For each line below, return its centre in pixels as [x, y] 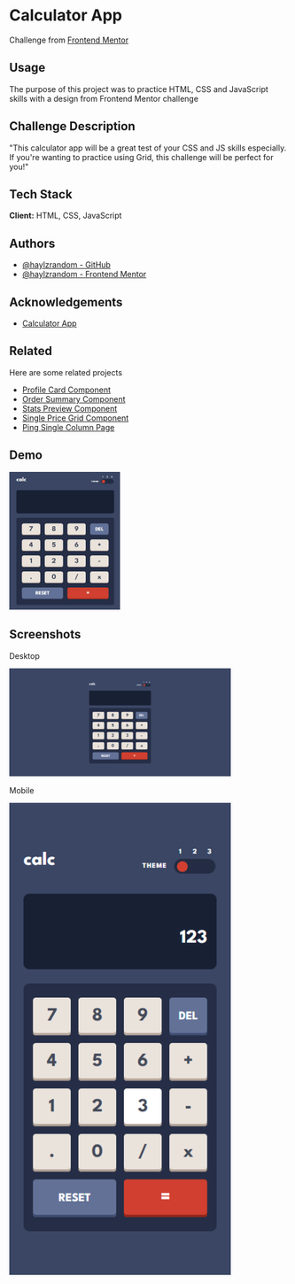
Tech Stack [41, 194]
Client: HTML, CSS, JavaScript [66, 216]
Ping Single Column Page [68, 427]
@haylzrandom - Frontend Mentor [84, 275]
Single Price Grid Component [75, 418]
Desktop [24, 655]
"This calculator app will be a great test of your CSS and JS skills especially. [148, 148]
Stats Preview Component [70, 408]
